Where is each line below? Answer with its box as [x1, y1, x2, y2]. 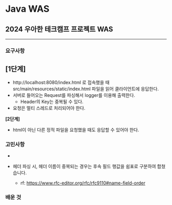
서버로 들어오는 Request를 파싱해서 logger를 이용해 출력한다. [12, 92, 136, 98]
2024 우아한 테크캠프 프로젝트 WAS [5, 25, 114, 33]
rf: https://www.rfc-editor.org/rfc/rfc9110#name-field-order [20, 180, 146, 186]
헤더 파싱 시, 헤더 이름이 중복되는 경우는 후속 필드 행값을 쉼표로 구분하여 [12, 163, 156, 170]
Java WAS [5, 3, 50, 15]
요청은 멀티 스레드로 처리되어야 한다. [12, 105, 85, 111]
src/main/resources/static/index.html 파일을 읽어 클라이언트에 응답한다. [12, 86, 159, 92]
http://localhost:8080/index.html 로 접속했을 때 [12, 79, 110, 85]
